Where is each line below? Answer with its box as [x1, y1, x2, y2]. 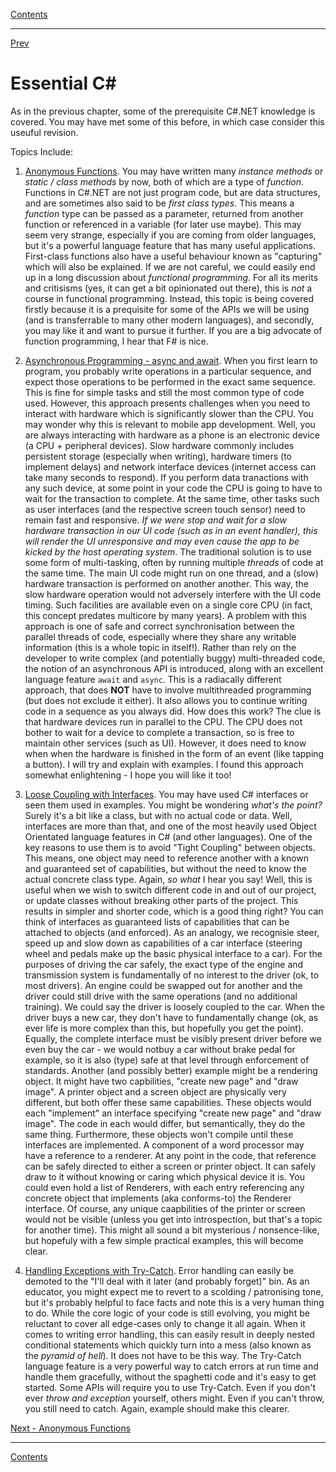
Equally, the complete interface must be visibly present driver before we [24, 1032, 322, 1044]
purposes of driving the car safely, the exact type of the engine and [24, 958, 304, 970]
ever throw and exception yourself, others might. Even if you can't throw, [24, 1392, 325, 1404]
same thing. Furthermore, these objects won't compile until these [24, 1128, 294, 1140]
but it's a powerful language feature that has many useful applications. [24, 239, 316, 251]
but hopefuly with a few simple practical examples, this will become [24, 1234, 304, 1246]
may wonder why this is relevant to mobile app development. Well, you [24, 418, 316, 430]
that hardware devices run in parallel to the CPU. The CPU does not [24, 715, 303, 728]
